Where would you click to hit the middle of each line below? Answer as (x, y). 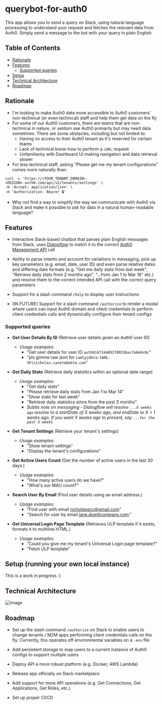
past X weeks (40, 422)
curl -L (13, 179)
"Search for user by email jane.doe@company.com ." (79, 514)
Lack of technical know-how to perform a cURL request (74, 149)
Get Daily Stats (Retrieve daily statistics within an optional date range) (82, 372)
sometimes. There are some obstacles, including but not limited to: (79, 133)
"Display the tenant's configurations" (64, 451)
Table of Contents (33, 48)
